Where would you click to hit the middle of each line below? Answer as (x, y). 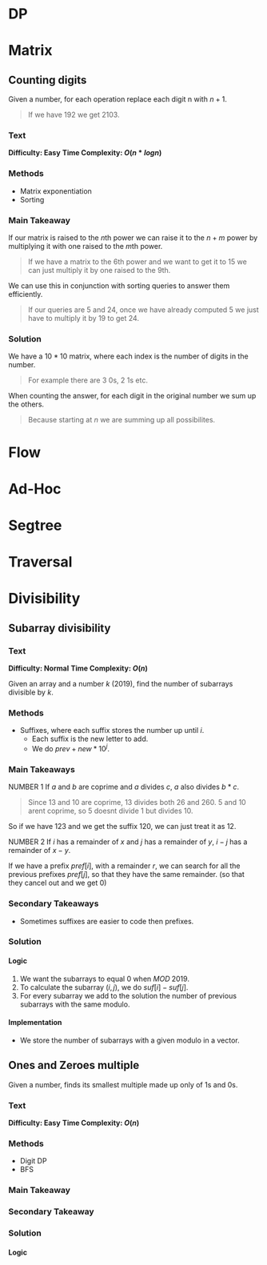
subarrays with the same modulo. (75, 1004)
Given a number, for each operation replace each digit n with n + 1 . (118, 99)
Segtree (35, 525)
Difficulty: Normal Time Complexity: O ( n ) (78, 668)
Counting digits (48, 80)
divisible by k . (31, 692)
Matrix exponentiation (56, 191)
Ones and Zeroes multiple (74, 1065)
